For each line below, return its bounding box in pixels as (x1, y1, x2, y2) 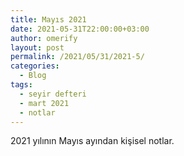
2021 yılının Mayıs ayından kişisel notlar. (10, 135, 175, 147)
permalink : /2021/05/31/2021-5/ (10, 52, 145, 62)
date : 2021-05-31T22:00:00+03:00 (10, 24, 150, 34)
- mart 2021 (19, 98, 70, 108)
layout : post (10, 42, 65, 53)
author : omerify (10, 33, 78, 43)
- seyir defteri (19, 89, 87, 99)
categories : (10, 61, 60, 71)
